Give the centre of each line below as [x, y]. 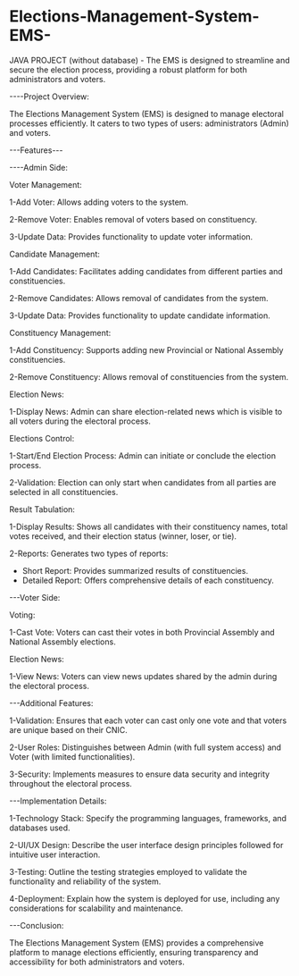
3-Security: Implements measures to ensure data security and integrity [140, 774]
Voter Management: [46, 184]
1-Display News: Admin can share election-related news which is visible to [146, 411]
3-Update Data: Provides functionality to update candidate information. [140, 316]
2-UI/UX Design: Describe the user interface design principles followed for [146, 845]
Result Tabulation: [42, 509]
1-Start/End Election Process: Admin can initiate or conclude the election [143, 455]
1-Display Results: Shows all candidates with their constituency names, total [149, 526]
